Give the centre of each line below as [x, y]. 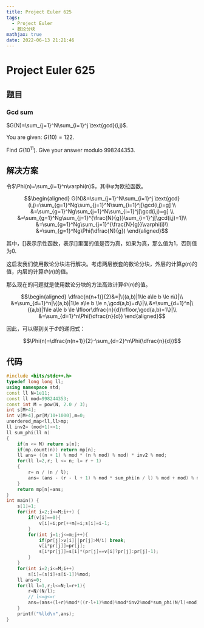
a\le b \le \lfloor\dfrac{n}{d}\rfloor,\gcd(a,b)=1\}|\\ [115, 310]
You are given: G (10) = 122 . [40, 137]
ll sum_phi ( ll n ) [28, 432]
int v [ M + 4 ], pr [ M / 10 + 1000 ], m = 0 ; [46, 416]
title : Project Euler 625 [39, 12]
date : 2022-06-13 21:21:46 [40, 40]
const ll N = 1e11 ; [28, 393]
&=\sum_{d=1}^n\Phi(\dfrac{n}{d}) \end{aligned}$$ [102, 316]
